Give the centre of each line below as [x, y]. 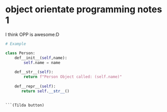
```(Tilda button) [25, 105]
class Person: [20, 53]
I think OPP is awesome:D [32, 34]
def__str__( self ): [34, 72]
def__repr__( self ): [35, 86]
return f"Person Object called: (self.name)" [73, 77]
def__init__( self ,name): [41, 58]
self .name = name [42, 62]
